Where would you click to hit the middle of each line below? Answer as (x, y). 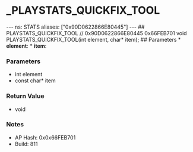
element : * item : (26, 46)
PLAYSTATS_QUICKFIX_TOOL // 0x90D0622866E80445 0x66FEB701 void (96, 33)
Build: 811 (26, 144)
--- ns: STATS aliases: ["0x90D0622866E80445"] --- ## (75, 27)
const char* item (35, 80)
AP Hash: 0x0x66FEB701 (45, 137)
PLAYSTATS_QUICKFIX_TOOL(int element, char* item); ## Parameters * (94, 39)
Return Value (25, 96)
